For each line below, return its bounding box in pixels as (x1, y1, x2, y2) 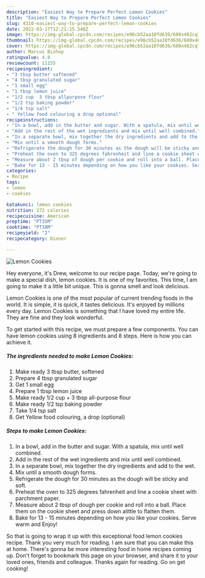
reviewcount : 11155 (6, 60, 56, 66)
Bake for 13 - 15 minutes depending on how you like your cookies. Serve (15, 514, 197, 521)
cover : (6, 43, 23, 49)
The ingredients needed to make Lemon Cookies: (6, 352, 134, 360)
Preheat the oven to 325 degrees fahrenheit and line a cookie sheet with (15, 488, 197, 495)
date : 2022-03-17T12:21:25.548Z (6, 26, 88, 32)
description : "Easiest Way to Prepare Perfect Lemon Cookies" (6, 9, 168, 15)
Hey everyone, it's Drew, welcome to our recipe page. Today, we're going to (6, 269, 197, 276)
